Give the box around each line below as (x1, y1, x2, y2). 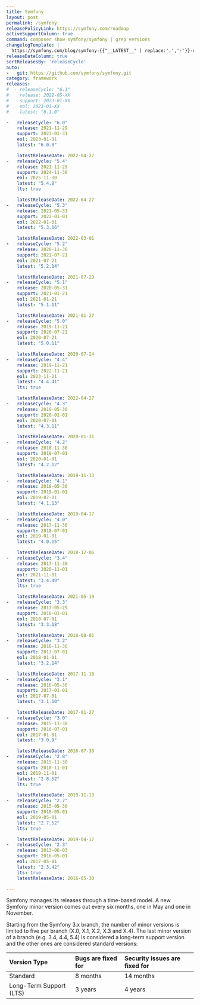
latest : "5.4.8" (17, 181, 58, 187)
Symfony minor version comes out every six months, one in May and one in (6, 903, 191, 911)
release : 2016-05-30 (17, 682, 68, 688)
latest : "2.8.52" (17, 775, 60, 782)
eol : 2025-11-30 (17, 175, 58, 181)
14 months (124, 972, 155, 980)
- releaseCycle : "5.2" (6, 241, 68, 247)
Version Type (9, 958, 48, 966)
